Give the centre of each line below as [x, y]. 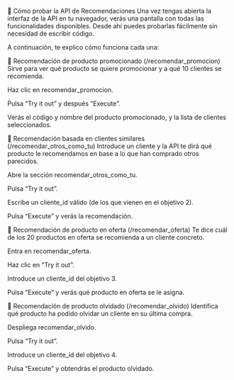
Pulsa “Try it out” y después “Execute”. [64, 104]
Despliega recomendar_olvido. [52, 327]
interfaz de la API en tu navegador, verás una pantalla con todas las [106, 18]
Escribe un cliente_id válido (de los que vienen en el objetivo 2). [100, 202]
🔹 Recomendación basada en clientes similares [76, 139]
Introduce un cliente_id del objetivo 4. [62, 355]
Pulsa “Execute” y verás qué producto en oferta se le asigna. [96, 292]
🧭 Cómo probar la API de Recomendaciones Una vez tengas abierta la [109, 11]
